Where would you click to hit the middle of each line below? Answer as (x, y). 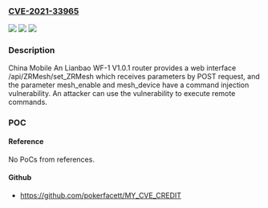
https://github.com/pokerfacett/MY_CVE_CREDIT (101, 195)
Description (32, 50)
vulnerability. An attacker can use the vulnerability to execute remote (122, 93)
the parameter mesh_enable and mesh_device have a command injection (129, 85)
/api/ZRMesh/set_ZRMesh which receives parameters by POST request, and (134, 76)
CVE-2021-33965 (44, 11)
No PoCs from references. (51, 159)
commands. (28, 102)
